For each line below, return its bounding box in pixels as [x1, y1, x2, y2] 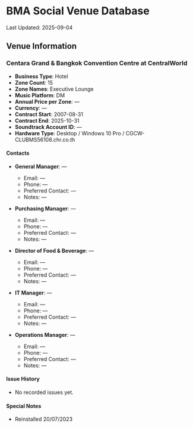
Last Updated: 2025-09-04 [6, 24, 73, 31]
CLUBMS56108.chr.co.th [14, 136, 75, 143]
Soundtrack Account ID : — [14, 123, 82, 131]
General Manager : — [14, 163, 67, 170]
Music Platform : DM [14, 91, 65, 99]
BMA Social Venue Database [6, 4, 150, 18]
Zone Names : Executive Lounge [14, 85, 94, 92]
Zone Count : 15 [14, 79, 53, 86]
